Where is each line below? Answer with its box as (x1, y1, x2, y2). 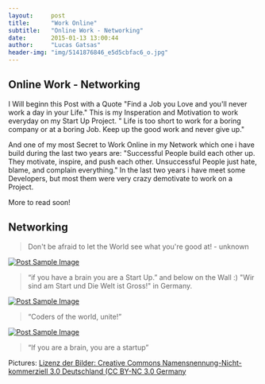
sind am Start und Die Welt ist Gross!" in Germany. (27, 281, 193, 290)
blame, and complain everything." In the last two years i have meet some (8, 165, 246, 175)
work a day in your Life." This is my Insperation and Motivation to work (8, 107, 239, 117)
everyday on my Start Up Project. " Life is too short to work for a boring (8, 116, 242, 126)
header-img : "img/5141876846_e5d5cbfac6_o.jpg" (8, 48, 169, 56)
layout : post (8, 11, 66, 20)
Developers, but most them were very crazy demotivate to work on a (8, 173, 232, 183)
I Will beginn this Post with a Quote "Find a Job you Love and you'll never (8, 99, 248, 108)
